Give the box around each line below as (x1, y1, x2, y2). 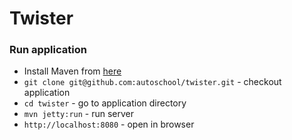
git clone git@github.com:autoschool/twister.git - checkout (23, 76, 282, 88)
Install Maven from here (23, 65, 122, 77)
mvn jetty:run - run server (23, 108, 135, 120)
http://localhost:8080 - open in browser (23, 118, 195, 131)
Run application (9, 43, 87, 57)
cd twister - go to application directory (23, 97, 187, 109)
